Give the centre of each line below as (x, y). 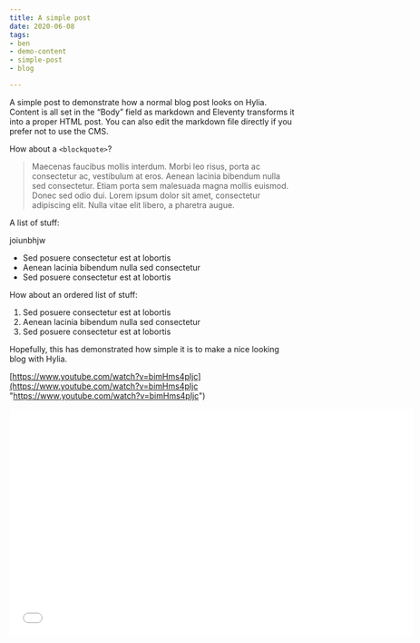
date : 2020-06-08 (42, 26)
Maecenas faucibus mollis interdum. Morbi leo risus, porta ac (146, 166)
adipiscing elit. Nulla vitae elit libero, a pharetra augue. (133, 204)
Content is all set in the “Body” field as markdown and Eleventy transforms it (152, 112)
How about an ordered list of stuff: (73, 294)
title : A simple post (50, 18)
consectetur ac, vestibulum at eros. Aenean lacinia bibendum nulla (156, 176)
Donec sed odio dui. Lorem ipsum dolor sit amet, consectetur (146, 195)
